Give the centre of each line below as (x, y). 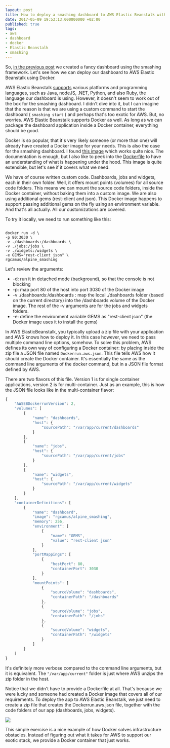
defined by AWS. (23, 369)
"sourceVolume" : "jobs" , (76, 611)
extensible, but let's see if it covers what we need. (57, 167)
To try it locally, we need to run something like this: (58, 219)
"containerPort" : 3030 (74, 569)
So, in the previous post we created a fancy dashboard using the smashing (83, 67)
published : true (22, 24)
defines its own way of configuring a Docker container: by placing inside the (85, 348)
